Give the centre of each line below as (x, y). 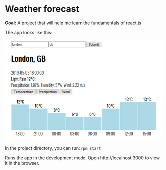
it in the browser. (22, 163)
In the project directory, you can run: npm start (53, 148)
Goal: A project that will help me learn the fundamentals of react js (73, 23)
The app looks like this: (29, 32)
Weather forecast (42, 9)
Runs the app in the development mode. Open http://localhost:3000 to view (83, 158)
